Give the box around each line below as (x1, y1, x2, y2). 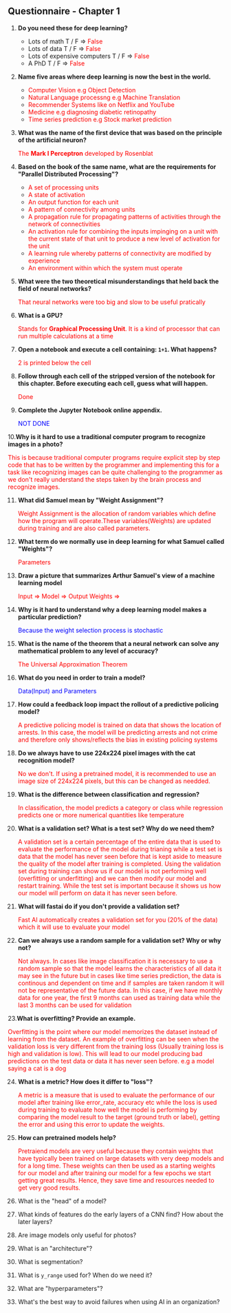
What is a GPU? (17, 311, 63, 319)
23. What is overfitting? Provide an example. (8, 1014, 136, 1022)
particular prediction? (17, 613, 82, 621)
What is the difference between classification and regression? (17, 790, 200, 798)
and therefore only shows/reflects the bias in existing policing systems (17, 735, 218, 744)
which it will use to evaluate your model (17, 923, 130, 931)
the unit (27, 241, 50, 250)
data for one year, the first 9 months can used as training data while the (17, 993, 221, 1001)
